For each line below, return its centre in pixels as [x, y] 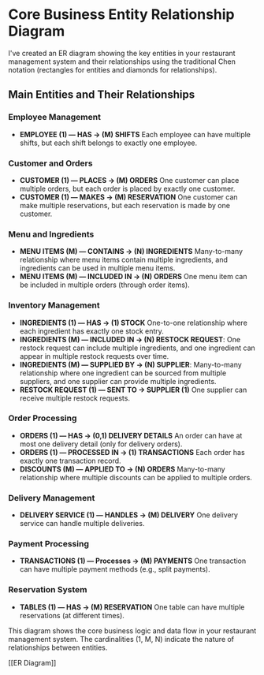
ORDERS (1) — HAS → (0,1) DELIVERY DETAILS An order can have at [131, 435]
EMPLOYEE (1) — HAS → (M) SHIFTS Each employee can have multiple [135, 134]
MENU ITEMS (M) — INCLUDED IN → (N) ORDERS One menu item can [133, 277]
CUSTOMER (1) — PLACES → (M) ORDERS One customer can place [129, 180]
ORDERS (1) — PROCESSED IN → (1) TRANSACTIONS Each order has [132, 452]
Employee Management [54, 117]
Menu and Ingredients [51, 234]
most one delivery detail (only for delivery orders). [101, 444]
